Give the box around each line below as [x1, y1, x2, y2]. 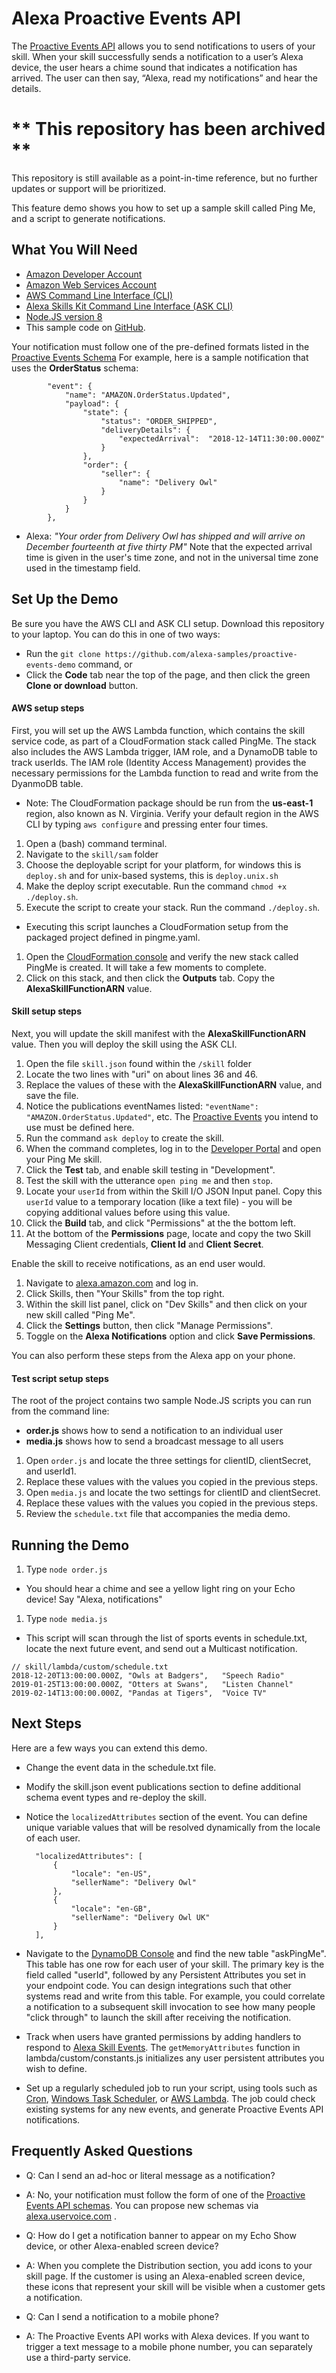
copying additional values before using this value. [25, 1206, 231, 1218]
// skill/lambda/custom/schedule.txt [11, 1662, 169, 1672]
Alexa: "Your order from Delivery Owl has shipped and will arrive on [25, 530, 306, 542]
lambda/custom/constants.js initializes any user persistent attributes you [25, 2052, 325, 2064]
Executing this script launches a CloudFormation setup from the [25, 920, 289, 932]
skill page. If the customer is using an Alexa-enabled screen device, [25, 2270, 306, 2282]
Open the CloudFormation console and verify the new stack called [25, 950, 299, 962]
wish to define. [25, 2062, 88, 2074]
